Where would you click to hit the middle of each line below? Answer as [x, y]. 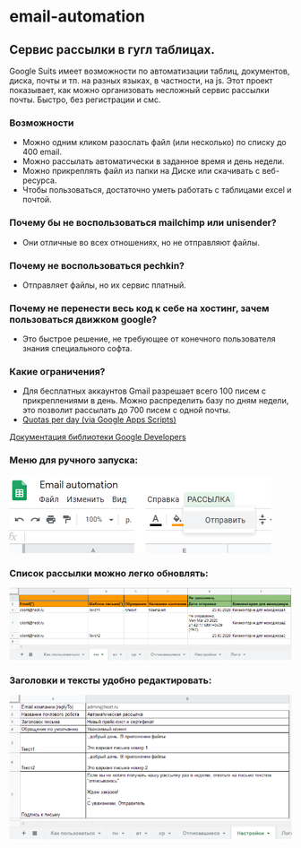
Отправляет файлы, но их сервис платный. [104, 285]
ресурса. [39, 180]
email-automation [77, 17]
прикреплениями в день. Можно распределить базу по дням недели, [155, 401]
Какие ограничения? [57, 372]
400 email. [42, 152]
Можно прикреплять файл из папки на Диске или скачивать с [141, 171]
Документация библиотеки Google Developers [98, 437]
